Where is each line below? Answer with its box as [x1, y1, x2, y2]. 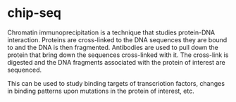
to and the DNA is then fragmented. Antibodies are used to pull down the [7, 43, 218, 51]
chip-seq [7, 5, 62, 21]
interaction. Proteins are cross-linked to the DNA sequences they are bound [7, 35, 228, 44]
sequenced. [7, 65, 42, 74]
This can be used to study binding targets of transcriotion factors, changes [7, 79, 225, 87]
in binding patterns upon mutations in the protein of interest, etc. [7, 87, 195, 95]
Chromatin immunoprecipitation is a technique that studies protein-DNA [7, 28, 216, 37]
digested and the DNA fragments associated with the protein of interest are [7, 58, 225, 66]
